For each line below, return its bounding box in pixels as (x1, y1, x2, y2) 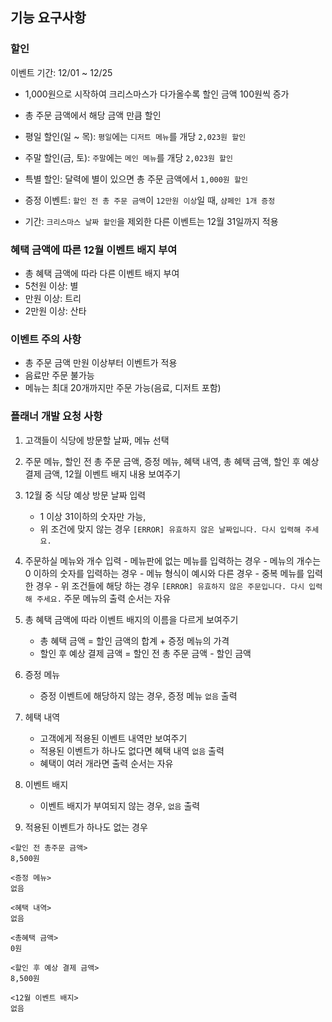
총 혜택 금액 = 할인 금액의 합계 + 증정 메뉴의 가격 (39, 634, 230, 647)
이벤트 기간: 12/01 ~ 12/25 (10, 66, 113, 78)
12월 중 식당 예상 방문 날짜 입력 (24, 489, 147, 501)
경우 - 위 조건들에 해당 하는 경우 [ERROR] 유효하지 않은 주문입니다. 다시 (35, 579, 305, 592)
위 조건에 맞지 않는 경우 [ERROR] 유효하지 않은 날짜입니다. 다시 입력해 (39, 523, 302, 535)
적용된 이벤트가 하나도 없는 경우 (24, 821, 148, 833)
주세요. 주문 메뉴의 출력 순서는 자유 (36, 592, 172, 604)
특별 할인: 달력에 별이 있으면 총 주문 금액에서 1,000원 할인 (24, 173, 248, 185)
